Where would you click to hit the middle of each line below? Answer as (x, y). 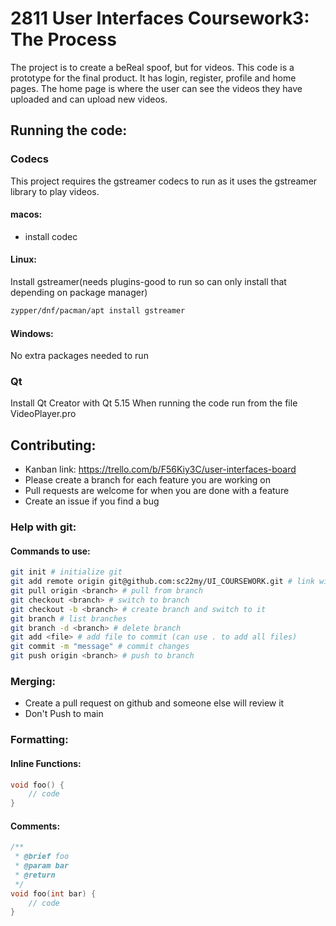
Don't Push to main (64, 714)
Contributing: (53, 445)
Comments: (35, 826)
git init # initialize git (66, 572)
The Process (63, 39)
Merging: (33, 682)
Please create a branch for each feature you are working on (148, 480)
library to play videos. (55, 191)
